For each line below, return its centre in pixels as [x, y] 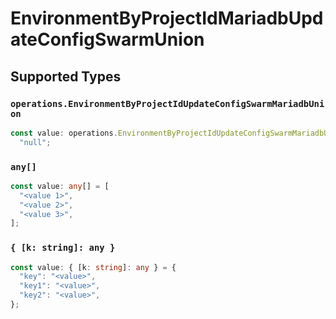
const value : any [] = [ [60, 186]
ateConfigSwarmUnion [107, 39]
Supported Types [66, 76]
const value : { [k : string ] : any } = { [93, 267]
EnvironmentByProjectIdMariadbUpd [167, 18]
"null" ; [35, 142]
